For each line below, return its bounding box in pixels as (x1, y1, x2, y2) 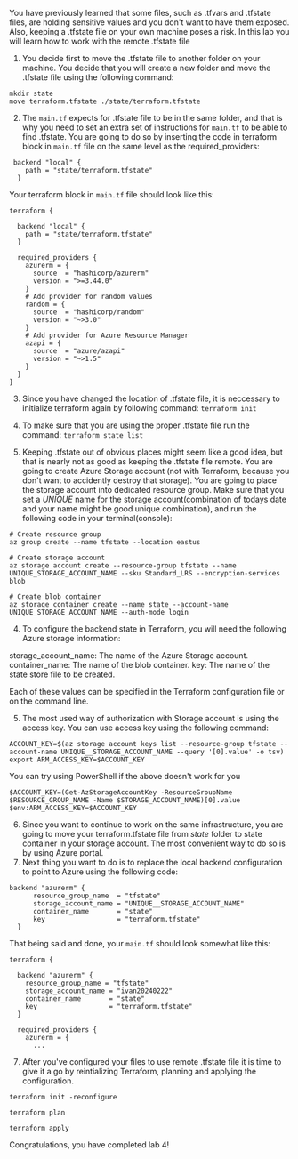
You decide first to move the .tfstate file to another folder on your (21, 53, 261, 63)
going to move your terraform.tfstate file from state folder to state (21, 829, 262, 839)
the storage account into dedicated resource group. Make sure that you (21, 485, 285, 495)
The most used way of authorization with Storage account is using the (21, 713, 280, 723)
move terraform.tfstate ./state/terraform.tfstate (9, 97, 201, 106)
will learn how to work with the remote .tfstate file (9, 36, 190, 46)
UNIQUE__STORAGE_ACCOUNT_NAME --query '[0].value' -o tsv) (60, 747, 285, 756)
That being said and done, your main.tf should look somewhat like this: (9, 938, 271, 948)
